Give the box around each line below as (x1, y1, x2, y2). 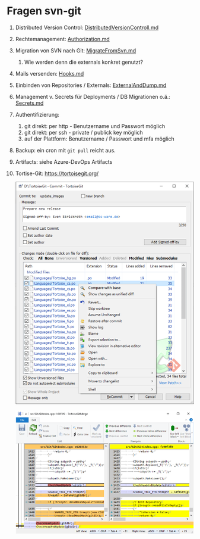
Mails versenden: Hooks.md (15, 70, 84, 77)
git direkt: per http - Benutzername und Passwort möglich (24, 122, 166, 129)
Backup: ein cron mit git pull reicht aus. (15, 147, 116, 154)
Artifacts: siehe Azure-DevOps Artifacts (15, 158, 113, 165)
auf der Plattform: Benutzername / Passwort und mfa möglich (24, 135, 174, 142)
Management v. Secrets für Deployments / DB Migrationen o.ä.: (15, 93, 171, 100)
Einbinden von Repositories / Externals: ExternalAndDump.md (15, 82, 167, 89)
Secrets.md (15, 99, 44, 107)
